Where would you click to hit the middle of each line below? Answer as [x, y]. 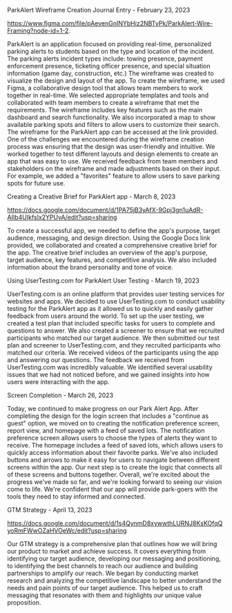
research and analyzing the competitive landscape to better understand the [115, 581]
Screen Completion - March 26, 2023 [60, 395]
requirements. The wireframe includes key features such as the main [105, 110]
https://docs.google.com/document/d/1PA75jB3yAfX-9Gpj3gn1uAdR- [105, 210]
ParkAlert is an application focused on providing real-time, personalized [109, 44]
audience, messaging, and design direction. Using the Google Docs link [109, 238]
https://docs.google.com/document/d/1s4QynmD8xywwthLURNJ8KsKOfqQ [115, 523]
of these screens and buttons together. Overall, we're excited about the [109, 474]
